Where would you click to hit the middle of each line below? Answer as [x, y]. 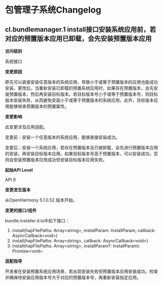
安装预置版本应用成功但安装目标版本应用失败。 [60, 160]
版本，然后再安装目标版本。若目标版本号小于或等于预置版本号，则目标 [88, 94]
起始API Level [19, 170]
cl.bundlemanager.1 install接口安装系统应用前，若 [81, 29]
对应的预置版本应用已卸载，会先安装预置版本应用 [78, 39]
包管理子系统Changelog [53, 10]
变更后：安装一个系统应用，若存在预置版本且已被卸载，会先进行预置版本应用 [81, 148]
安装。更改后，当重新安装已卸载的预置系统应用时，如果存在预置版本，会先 [79, 88]
